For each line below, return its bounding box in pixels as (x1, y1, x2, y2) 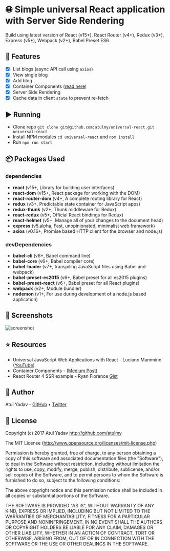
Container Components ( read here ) (12, 83, 87, 89)
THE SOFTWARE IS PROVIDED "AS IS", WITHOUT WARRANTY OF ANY (5, 503, 155, 509)
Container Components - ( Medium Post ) (12, 368, 98, 374)
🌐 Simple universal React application (5, 4, 165, 15)
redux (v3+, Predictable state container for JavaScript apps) (12, 200, 141, 207)
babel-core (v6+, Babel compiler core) (12, 258, 95, 264)
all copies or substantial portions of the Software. (5, 492, 109, 499)
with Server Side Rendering (5, 15, 124, 27)
